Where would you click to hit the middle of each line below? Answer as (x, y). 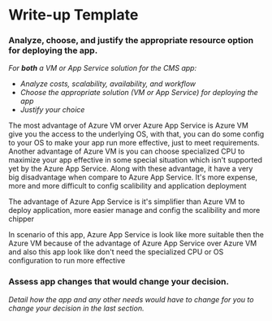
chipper (22, 219)
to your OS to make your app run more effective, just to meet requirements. (134, 143)
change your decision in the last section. (76, 308)
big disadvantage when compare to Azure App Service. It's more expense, (133, 177)
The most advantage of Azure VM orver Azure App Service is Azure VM (129, 126)
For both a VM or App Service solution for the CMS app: (103, 68)
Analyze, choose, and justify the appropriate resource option (131, 41)
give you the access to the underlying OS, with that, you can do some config (136, 134)
